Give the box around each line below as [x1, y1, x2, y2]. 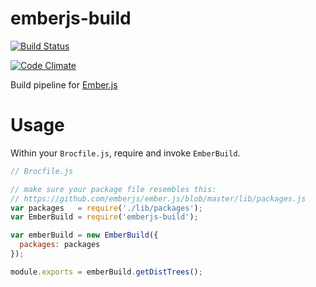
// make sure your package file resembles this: [10, 184, 217, 194]
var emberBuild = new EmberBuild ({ [10, 230, 159, 241]
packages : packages [19, 240, 101, 250]
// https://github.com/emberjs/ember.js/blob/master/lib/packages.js [10, 193, 307, 204]
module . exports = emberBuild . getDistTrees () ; [10, 267, 203, 277]
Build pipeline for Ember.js [10, 78, 118, 91]
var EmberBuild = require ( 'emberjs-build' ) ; [10, 212, 199, 222]
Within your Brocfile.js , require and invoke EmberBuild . [10, 147, 241, 159]
